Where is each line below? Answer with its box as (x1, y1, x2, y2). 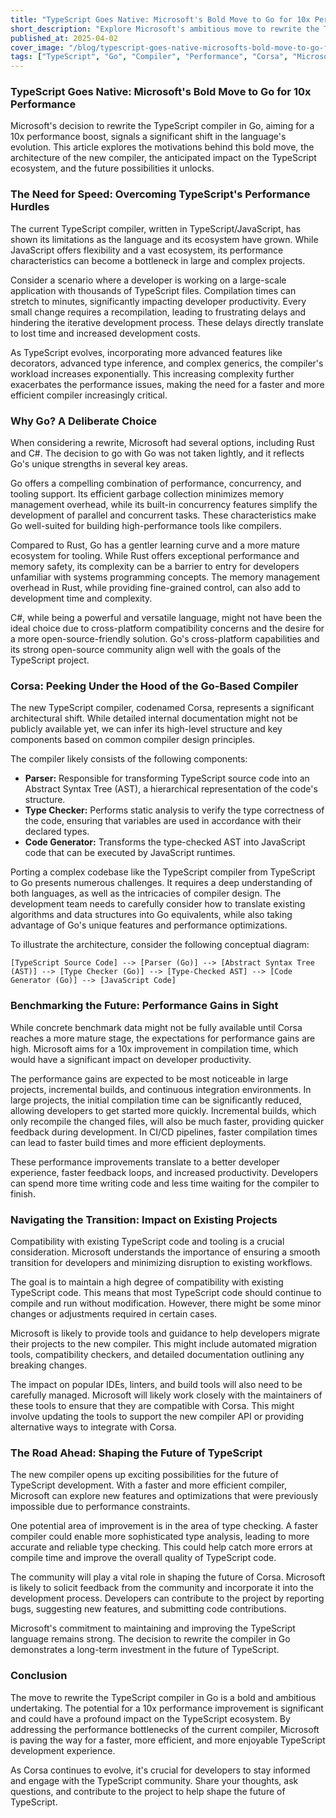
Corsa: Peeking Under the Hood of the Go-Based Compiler (10, 679, 299, 693)
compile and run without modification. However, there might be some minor (10, 1297, 322, 1309)
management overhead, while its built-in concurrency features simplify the (10, 499, 318, 511)
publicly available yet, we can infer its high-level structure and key (10, 723, 283, 735)
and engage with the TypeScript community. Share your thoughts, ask (10, 1774, 299, 1786)
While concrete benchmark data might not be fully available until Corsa (10, 1021, 303, 1033)
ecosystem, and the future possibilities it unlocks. (10, 162, 215, 175)
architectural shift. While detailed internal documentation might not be (10, 712, 298, 725)
